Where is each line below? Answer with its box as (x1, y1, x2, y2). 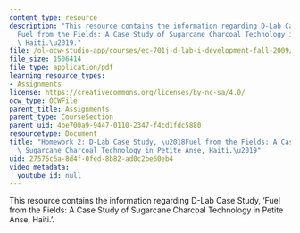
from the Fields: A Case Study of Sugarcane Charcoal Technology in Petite (9, 204, 284, 215)
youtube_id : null (17, 171, 82, 179)
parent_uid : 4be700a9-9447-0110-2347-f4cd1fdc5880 (9, 121, 202, 130)
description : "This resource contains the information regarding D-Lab (9, 21, 281, 30)
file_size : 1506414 (9, 54, 82, 63)
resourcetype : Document (9, 129, 98, 138)
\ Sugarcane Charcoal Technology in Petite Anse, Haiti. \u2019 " (17, 146, 262, 154)
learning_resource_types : (9, 71, 105, 80)
